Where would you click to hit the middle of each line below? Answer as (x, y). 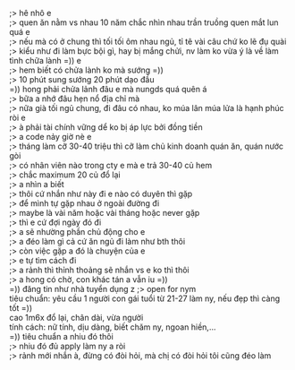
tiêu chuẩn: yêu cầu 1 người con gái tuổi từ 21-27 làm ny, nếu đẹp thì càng (144, 298)
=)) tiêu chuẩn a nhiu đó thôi (61, 336)
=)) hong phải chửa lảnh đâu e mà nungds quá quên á (108, 89)
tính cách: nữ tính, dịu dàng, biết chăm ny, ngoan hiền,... (113, 327)
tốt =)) (21, 308)
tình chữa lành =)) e (46, 60)
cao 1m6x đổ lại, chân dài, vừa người (76, 318)
